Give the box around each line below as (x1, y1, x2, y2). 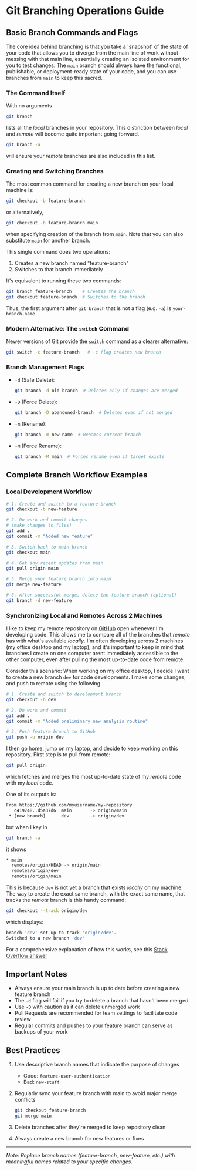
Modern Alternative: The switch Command (6, 324, 129, 332)
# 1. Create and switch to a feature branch (6, 501, 117, 507)
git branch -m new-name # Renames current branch (14, 432, 141, 438)
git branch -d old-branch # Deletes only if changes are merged (14, 388, 178, 394)
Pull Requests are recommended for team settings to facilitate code (14, 1010, 178, 1017)
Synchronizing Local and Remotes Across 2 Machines (6, 611, 163, 620)
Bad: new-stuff (23, 1079, 60, 1086)
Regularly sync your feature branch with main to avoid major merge (14, 1090, 178, 1097)
